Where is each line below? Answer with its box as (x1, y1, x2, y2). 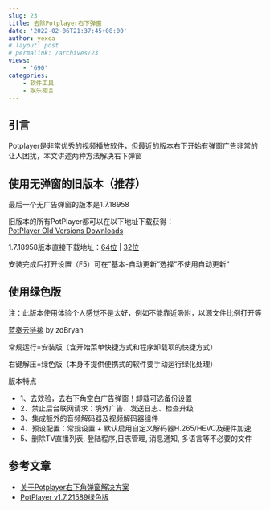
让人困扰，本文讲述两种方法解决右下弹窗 (8, 151, 142, 161)
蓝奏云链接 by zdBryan (8, 324, 84, 334)
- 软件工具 (22, 79, 55, 87)
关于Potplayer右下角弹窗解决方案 (19, 482, 130, 492)
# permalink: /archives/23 (8, 49, 99, 57)
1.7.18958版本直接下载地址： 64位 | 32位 (8, 243, 139, 251)
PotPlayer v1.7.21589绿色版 (19, 492, 110, 502)
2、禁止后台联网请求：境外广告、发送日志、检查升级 (19, 403, 194, 413)
